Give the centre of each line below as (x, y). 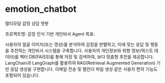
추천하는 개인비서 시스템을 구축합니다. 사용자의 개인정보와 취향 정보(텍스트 (82, 50)
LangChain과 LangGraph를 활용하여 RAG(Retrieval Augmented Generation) (80, 63)
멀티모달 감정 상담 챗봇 (27, 23)
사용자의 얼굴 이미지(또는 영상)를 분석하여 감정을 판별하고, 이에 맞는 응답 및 (77, 44)
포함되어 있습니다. (22, 75)
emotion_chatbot (41, 9)
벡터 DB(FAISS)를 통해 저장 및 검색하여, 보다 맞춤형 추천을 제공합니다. (87, 57)
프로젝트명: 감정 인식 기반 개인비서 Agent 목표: (50, 34)
